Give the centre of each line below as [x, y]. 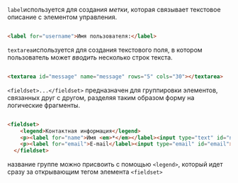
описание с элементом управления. [62, 17]
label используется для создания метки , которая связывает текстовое [114, 10]
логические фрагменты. [44, 105]
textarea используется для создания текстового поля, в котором [105, 50]
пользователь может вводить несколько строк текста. [90, 57]
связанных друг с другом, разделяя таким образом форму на [101, 97]
